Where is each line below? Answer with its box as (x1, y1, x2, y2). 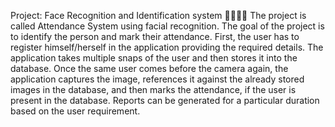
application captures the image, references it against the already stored (10, 73, 305, 85)
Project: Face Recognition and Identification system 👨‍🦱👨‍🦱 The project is (10, 10, 307, 21)
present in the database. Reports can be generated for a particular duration (10, 95, 320, 106)
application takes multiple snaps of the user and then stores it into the (10, 52, 298, 64)
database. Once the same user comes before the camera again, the (10, 63, 289, 74)
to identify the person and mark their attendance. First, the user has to (10, 31, 300, 42)
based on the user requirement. (10, 105, 141, 117)
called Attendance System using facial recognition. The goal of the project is (10, 20, 325, 32)
